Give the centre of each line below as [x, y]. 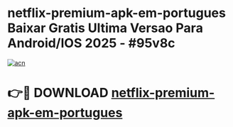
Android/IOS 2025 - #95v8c [91, 43]
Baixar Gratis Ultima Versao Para [105, 28]
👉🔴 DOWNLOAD [58, 93]
